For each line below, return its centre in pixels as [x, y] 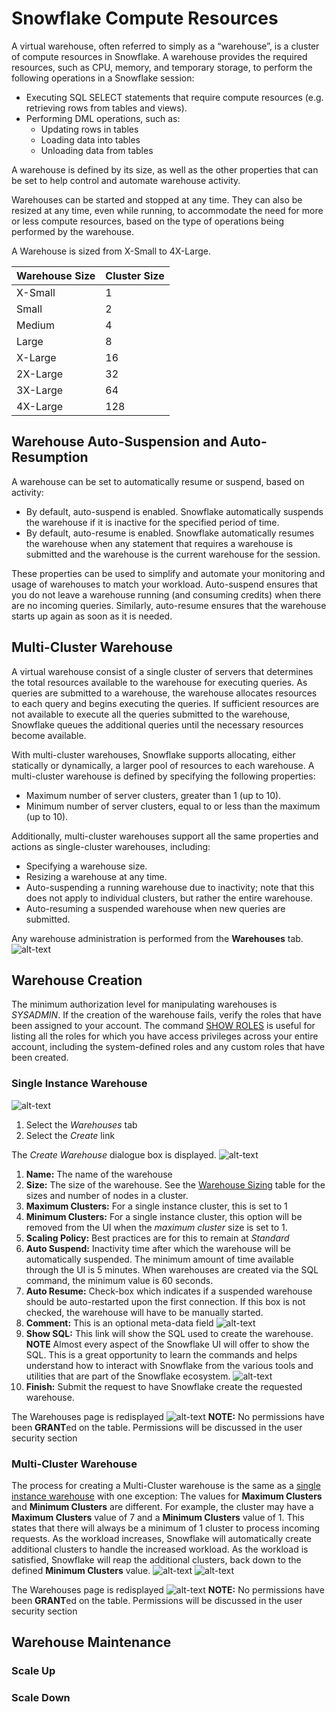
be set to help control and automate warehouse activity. [126, 180]
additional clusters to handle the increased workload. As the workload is [160, 1549]
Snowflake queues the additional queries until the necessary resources [157, 724]
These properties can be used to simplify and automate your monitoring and [168, 573]
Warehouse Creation [77, 980]
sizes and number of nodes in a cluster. [107, 1195]
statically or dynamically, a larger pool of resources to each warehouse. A [163, 765]
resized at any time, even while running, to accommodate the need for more [167, 210]
